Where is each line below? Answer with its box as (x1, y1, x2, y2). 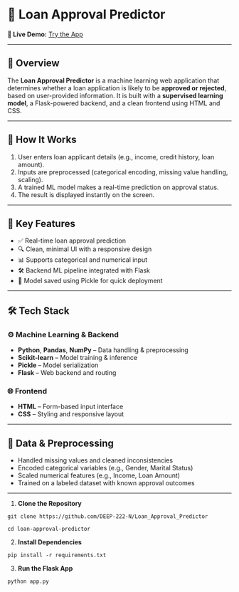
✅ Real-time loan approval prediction (17, 236, 127, 245)
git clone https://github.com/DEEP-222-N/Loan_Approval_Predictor (7, 513, 208, 520)
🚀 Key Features (7, 217, 76, 230)
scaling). (17, 175, 43, 184)
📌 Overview (7, 57, 60, 70)
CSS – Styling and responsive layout (17, 410, 124, 418)
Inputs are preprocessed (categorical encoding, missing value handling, (17, 167, 228, 176)
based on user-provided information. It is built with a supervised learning (7, 91, 223, 100)
